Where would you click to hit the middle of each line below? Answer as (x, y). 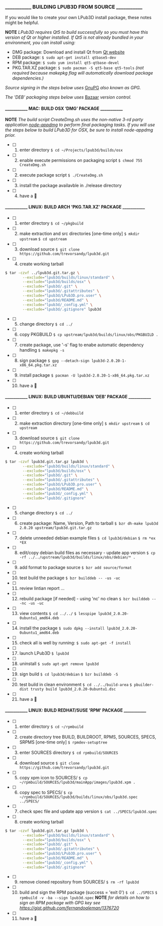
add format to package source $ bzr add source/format (76, 567)
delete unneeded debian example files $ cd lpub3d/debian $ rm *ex (87, 538)
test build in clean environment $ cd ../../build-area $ (76, 684)
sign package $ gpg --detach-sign (54, 360)
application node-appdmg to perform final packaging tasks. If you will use (80, 125)
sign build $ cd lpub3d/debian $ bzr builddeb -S (69, 674)
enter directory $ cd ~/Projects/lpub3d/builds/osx (71, 150)
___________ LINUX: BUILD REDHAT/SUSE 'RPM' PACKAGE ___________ (76, 710)
